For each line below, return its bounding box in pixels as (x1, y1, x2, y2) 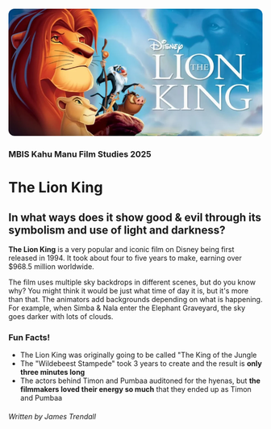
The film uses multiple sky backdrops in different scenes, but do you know (8, 277, 256, 287)
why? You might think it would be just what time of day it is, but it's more (8, 285, 249, 296)
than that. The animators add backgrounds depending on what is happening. (8, 294, 263, 304)
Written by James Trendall (8, 411, 97, 421)
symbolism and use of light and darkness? (8, 223, 226, 237)
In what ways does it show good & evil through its (8, 210, 262, 224)
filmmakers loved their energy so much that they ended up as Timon (19, 385, 252, 394)
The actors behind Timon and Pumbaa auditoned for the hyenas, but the (19, 376, 261, 385)
